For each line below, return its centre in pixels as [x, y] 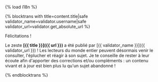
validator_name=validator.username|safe [46, 21]
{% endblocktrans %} [27, 75]
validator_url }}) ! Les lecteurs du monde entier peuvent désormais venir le [79, 50]
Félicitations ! [18, 36]
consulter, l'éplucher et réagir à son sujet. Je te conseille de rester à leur [77, 55]
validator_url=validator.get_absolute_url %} [48, 27]
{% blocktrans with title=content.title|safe [47, 16]
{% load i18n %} [21, 7]
